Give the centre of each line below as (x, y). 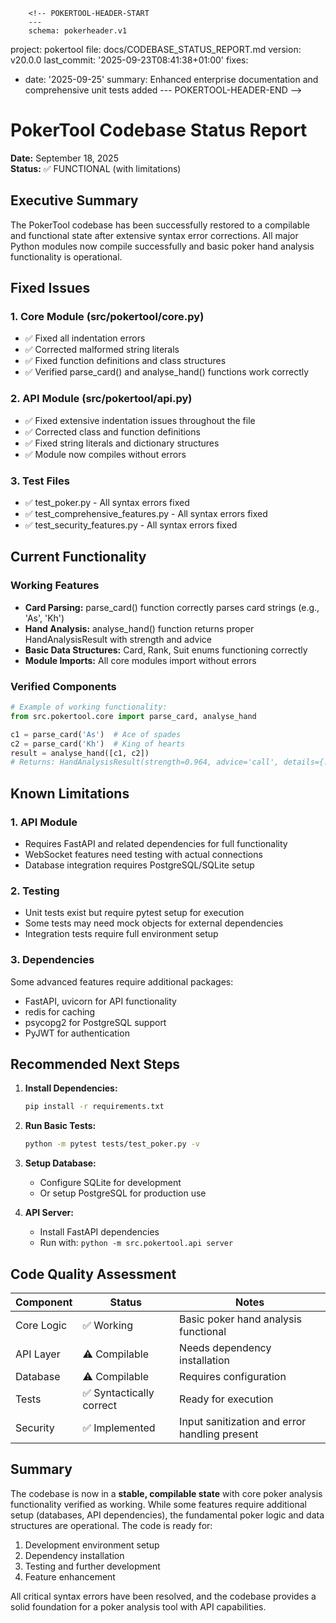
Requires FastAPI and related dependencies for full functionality (156, 843)
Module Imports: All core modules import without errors (140, 660)
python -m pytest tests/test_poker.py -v (112, 1144)
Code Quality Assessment (93, 1274)
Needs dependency (225, 1347)
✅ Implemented (119, 1427)
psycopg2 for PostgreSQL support (95, 1022)
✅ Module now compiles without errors (105, 454)
